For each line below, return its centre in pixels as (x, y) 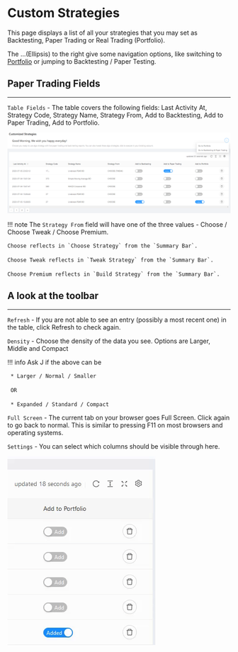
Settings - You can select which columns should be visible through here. (114, 446)
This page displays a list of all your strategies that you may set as (103, 33)
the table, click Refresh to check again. (64, 327)
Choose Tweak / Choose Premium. (58, 232)
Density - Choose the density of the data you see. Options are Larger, (109, 341)
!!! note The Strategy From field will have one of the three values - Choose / (117, 224)
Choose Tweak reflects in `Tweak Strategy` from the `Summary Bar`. (110, 260)
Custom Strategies (64, 13)
